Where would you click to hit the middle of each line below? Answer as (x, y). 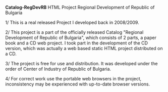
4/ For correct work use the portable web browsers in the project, (73, 79)
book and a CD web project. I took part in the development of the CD (76, 43)
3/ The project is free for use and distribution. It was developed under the (81, 63)
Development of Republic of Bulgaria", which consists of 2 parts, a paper (81, 38)
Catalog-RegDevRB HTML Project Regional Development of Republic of (80, 7)
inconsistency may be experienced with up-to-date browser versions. (78, 84)
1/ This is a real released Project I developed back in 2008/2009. (72, 22)
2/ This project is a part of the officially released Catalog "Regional (74, 32)
